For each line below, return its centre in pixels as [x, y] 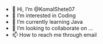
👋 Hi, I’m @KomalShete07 [43, 9]
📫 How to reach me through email [54, 35]
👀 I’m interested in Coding [44, 15]
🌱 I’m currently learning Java [47, 22]
